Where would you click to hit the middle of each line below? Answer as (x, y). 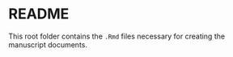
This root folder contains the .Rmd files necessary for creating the (116, 36)
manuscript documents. (48, 44)
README (39, 14)
